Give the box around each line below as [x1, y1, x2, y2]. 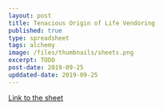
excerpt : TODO [8, 57, 56, 65]
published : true [8, 26, 62, 34]
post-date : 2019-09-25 [8, 64, 84, 72]
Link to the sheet [8, 92, 64, 102]
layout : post [8, 11, 52, 20]
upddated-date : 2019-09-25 [8, 71, 98, 79]
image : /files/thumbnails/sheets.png [8, 49, 134, 57]
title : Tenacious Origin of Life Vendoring [8, 19, 156, 27]
